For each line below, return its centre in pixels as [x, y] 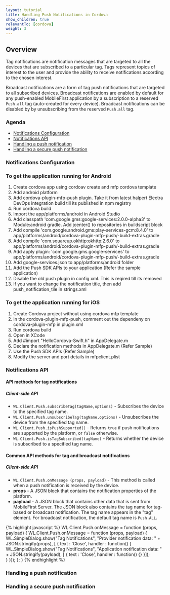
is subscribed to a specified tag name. [53, 444]
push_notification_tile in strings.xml [50, 289]
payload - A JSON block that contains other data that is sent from [82, 501]
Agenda [16, 122]
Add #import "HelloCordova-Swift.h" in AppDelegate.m [71, 341]
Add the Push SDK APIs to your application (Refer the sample [77, 268]
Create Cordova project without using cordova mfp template [76, 313]
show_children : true [28, 19]
